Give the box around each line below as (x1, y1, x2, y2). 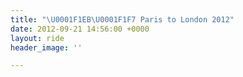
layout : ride (10, 33, 65, 43)
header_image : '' (10, 42, 83, 53)
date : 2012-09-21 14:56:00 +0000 (10, 24, 150, 34)
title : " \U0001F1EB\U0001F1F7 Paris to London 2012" (10, 14, 235, 25)
